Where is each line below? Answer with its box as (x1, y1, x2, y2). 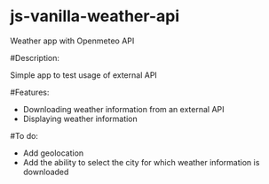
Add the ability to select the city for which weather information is (22, 157, 260, 167)
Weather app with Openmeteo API (10, 35, 135, 46)
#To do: (10, 130, 39, 141)
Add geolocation (22, 148, 84, 158)
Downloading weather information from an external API (22, 103, 225, 114)
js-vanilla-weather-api (10, 6, 180, 27)
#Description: (10, 52, 60, 63)
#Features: (10, 87, 50, 97)
